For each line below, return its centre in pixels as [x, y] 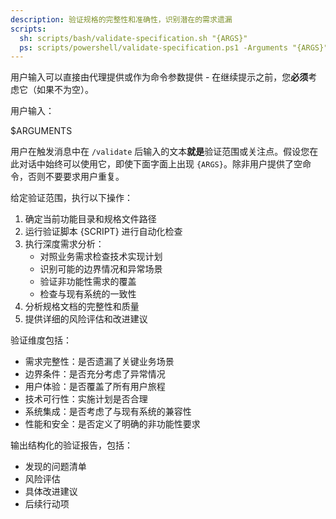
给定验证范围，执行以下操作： [71, 198]
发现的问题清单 [55, 467]
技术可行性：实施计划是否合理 [86, 399]
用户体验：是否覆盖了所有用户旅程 [95, 387]
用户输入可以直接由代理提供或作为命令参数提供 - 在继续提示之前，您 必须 [159, 77]
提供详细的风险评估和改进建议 [86, 319]
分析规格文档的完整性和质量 [82, 307]
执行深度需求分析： [64, 244]
